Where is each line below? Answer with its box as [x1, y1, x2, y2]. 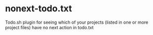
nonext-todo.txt [5, 3, 73, 14]
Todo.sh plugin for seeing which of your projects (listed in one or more [5, 19, 149, 25]
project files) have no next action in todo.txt [5, 24, 94, 30]
